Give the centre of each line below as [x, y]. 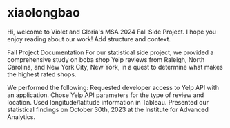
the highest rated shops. [42, 74]
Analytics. [21, 117]
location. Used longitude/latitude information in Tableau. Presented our [108, 102]
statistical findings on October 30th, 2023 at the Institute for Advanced [108, 109]
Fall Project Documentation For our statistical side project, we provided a [111, 52]
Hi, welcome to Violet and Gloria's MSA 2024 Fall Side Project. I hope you [112, 32]
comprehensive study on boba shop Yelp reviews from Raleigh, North [106, 59]
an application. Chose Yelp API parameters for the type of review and [106, 95]
